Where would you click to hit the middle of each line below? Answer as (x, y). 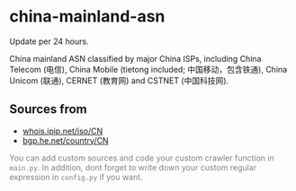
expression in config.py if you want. (76, 177)
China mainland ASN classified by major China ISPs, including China (135, 58)
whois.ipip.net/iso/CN (63, 131)
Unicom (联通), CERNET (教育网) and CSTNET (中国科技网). (119, 80)
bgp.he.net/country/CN (65, 140)
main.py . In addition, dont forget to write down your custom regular (133, 167)
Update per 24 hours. (49, 41)
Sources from (48, 109)
